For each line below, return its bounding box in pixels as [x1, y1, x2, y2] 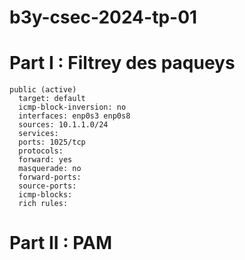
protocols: [18, 146, 64, 156]
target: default [18, 94, 86, 104]
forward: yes [18, 155, 73, 165]
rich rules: [18, 199, 69, 209]
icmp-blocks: [18, 190, 73, 200]
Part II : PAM [9, 232, 113, 255]
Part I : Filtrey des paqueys [9, 52, 236, 75]
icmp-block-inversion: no [18, 102, 127, 113]
